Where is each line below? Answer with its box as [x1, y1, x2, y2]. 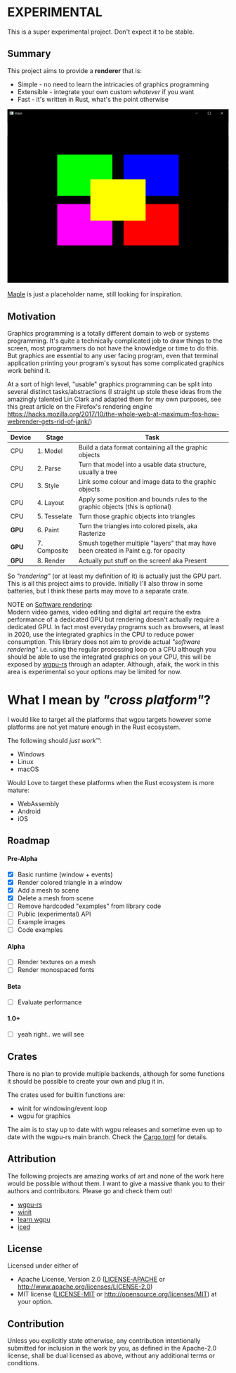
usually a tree [78, 468, 118, 476]
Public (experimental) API [17, 909, 91, 918]
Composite [37, 546, 69, 555]
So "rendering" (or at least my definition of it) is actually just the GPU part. [7, 572, 222, 580]
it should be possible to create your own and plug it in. [7, 1077, 164, 1085]
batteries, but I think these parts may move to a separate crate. [7, 587, 190, 596]
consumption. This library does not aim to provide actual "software [7, 638, 201, 646]
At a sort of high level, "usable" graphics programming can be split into [7, 380, 213, 388]
